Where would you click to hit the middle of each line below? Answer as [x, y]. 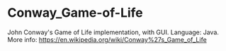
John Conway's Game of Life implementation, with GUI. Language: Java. [113, 32]
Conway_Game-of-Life [75, 13]
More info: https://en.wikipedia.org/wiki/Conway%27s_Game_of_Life [107, 39]
